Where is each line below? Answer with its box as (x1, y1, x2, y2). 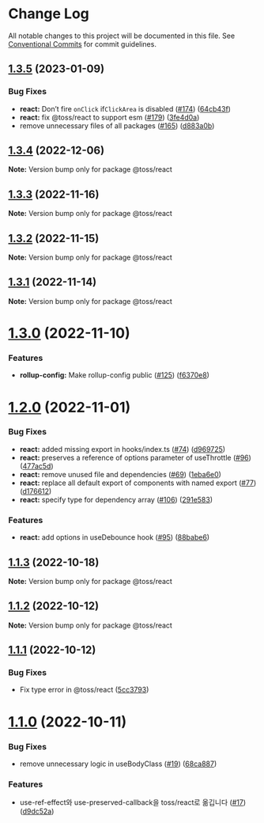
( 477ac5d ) (19, 461, 54, 471)
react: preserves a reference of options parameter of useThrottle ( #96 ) (19, 453, 251, 462)
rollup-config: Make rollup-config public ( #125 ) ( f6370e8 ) (19, 370, 209, 380)
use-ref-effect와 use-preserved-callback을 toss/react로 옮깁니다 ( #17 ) (19, 798, 247, 807)
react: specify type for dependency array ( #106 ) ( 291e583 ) (19, 495, 213, 504)
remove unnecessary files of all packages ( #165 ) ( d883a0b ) (19, 120, 215, 131)
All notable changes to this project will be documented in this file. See (8, 31, 236, 40)
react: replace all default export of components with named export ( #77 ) (19, 478, 257, 487)
